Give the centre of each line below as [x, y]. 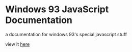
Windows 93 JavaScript [57, 9]
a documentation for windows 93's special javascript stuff [66, 34]
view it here [18, 44]
